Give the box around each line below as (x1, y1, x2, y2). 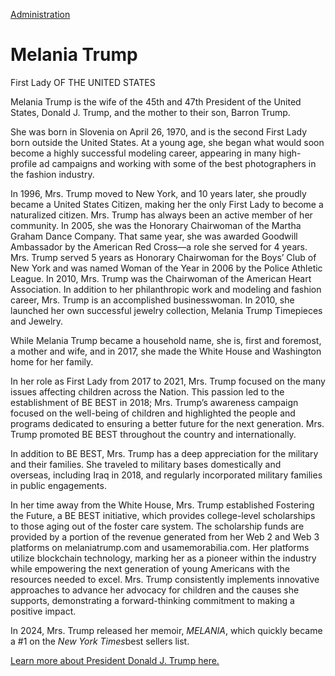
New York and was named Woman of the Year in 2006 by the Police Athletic (10, 262, 323, 274)
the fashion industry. (10, 168, 95, 180)
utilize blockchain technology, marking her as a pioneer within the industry (10, 552, 317, 564)
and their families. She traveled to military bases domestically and (10, 458, 282, 470)
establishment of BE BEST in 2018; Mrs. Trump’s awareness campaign (10, 396, 299, 408)
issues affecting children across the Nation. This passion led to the (10, 385, 285, 398)
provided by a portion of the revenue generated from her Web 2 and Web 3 (10, 530, 320, 543)
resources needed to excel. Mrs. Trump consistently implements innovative (10, 573, 320, 585)
